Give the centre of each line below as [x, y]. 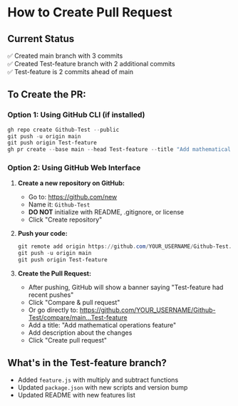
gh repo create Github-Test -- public [63, 130]
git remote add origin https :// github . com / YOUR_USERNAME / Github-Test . [125, 246]
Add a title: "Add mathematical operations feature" [102, 326]
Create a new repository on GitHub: [71, 183]
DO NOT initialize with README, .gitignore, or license [106, 212]
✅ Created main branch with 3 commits [65, 56]
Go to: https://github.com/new [73, 197]
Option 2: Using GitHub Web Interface [74, 168]
